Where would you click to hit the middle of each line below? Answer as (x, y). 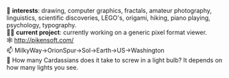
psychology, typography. (41, 25)
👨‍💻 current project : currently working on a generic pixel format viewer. (107, 32)
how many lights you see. (43, 67)
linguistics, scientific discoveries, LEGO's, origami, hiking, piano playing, (108, 18)
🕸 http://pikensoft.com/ (40, 40)
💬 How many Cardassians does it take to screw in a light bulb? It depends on (114, 60)
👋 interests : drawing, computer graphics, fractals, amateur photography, (109, 11)
